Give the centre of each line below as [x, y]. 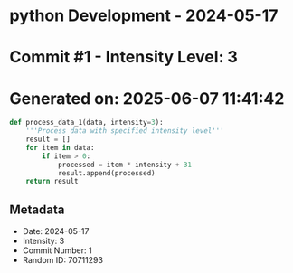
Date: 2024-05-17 [56, 231]
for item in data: [60, 147]
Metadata [37, 209]
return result [52, 182]
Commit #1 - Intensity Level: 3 [123, 57]
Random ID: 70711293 [63, 260]
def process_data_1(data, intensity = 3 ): [87, 123]
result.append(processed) [106, 173]
